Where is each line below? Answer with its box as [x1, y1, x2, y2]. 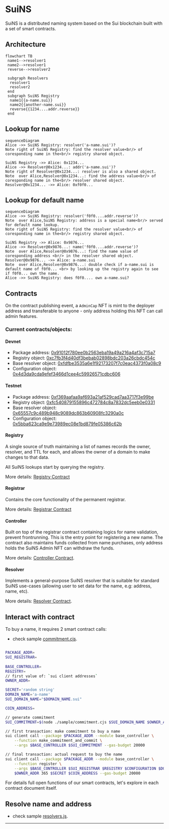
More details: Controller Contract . [5, 555, 74, 561]
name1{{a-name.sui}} [10, 97, 53, 103]
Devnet [5, 338, 21, 344]
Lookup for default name [5, 196, 84, 204]
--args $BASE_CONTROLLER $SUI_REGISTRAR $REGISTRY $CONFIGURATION [14, 766, 156, 771]
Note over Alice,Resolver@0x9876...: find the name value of [5, 249, 138, 254]
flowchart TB [5, 53, 33, 59]
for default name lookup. [5, 223, 59, 228]
